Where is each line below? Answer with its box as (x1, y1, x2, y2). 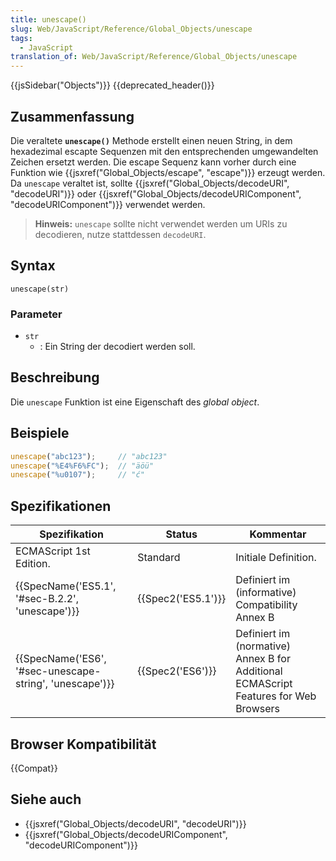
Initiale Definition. (235, 551, 317, 565)
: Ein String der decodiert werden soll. (39, 341, 196, 353)
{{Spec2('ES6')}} (137, 664, 217, 678)
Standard (137, 551, 181, 565)
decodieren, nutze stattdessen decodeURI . (34, 228, 207, 240)
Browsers (235, 702, 281, 716)
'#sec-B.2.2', (15, 592, 80, 606)
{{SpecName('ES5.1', (15, 579, 117, 593)
